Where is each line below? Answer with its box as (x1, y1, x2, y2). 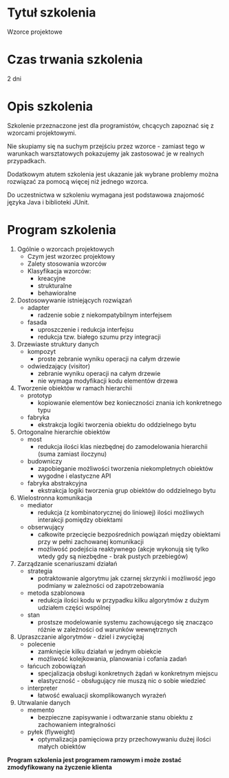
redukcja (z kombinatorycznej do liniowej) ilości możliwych (37, 508, 204, 516)
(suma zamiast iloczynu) (37, 450, 107, 458)
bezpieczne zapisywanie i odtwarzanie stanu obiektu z (37, 713, 193, 721)
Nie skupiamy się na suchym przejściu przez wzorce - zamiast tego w (7, 142, 205, 150)
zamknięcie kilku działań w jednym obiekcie (37, 647, 162, 655)
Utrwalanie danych (17, 698, 71, 706)
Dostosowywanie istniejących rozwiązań (17, 296, 132, 304)
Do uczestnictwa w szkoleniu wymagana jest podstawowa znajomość (7, 191, 205, 199)
